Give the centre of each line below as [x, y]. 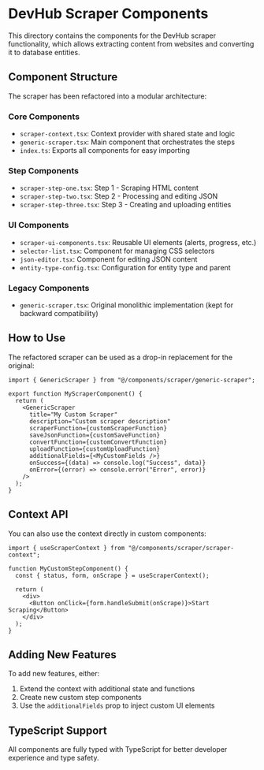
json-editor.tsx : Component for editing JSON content [108, 259]
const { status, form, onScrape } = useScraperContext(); [113, 575]
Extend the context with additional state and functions [107, 689]
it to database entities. [44, 52]
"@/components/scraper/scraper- [181, 548]
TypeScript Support [58, 730]
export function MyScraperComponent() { [76, 394]
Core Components [44, 117]
